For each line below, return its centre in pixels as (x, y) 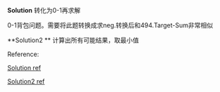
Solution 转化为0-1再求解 (44, 10)
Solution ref (24, 68)
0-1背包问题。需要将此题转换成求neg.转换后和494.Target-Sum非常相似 (110, 25)
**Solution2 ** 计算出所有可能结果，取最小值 (73, 40)
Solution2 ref (26, 81)
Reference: (23, 54)
